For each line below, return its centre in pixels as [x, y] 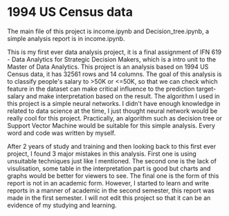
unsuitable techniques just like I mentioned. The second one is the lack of [112, 161]
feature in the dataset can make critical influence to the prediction [101, 89]
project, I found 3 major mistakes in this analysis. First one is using [102, 154]
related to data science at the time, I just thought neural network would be [112, 111]
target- [206, 89]
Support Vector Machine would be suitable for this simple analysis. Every [111, 125]
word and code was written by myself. [62, 133]
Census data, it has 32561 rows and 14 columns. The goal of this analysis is [115, 74]
